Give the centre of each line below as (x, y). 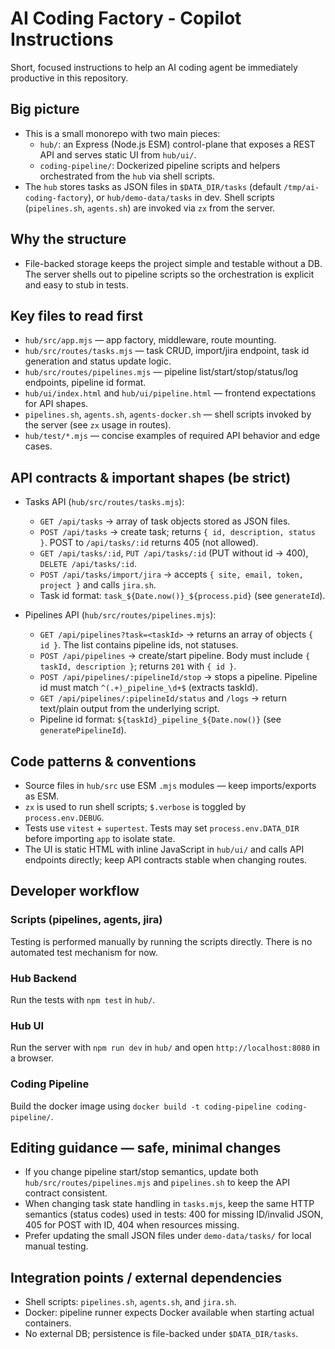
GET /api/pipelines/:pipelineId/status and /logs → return (163, 698)
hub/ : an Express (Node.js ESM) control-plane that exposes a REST (177, 144)
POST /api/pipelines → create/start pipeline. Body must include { (175, 656)
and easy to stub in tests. (76, 284)
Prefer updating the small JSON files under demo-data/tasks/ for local (168, 1236)
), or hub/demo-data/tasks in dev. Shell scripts (181, 197)
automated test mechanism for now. (84, 952)
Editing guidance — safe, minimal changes (146, 1147)
